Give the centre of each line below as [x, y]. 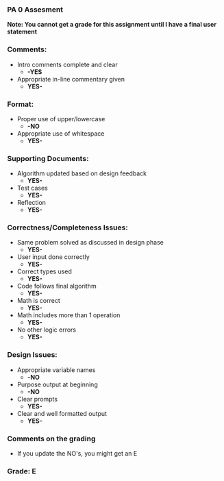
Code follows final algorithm [57, 286]
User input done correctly [53, 257]
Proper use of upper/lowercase [61, 119]
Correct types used [44, 271]
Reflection [32, 203]
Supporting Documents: [48, 158]
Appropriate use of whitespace [61, 133]
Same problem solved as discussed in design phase [90, 243]
